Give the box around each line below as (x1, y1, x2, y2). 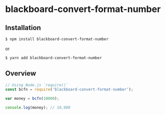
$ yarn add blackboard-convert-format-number (5, 55, 102, 60)
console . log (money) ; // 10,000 (5, 105, 71, 110)
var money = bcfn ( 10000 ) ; (5, 96, 59, 101)
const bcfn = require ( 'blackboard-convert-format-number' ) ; (5, 87, 134, 92)
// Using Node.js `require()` (5, 82, 69, 87)
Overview (5, 69, 37, 78)
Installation (5, 23, 41, 32)
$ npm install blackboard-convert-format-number (5, 36, 109, 41)
